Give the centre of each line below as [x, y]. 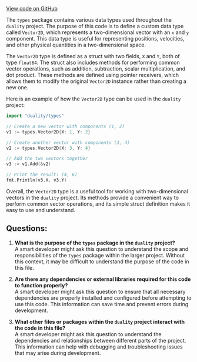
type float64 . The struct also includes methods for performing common [93, 62]
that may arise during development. [58, 353]
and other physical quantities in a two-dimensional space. [76, 45]
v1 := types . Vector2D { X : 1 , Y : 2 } [49, 132]
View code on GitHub [32, 9]
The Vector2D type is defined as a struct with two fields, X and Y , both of [93, 56]
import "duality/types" [35, 116]
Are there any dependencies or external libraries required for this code [103, 279]
